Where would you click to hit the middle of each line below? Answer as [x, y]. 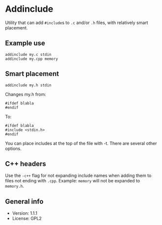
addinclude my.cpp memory [31, 59]
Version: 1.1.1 [25, 213]
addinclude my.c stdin [28, 54]
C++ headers [26, 163]
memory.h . [15, 186]
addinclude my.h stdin [28, 85]
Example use [25, 43]
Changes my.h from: [26, 94]
